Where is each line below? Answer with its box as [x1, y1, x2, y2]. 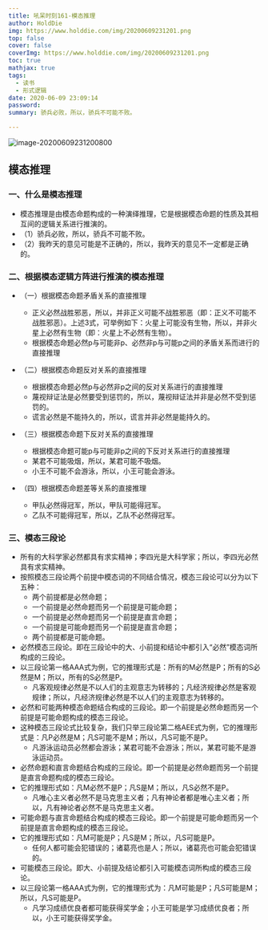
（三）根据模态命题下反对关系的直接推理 [19, 428, 154, 438]
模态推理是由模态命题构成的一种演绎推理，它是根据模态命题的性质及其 [19, 209, 252, 218]
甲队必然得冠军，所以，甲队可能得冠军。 [31, 500, 166, 510]
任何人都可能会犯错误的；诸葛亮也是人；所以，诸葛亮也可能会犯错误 [31, 843, 257, 853]
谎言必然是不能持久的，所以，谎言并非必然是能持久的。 [31, 412, 214, 421]
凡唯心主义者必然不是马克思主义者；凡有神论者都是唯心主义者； [31, 793, 242, 802]
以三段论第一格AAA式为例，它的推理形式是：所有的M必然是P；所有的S [19, 663, 254, 672]
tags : [8, 71, 26, 79]
